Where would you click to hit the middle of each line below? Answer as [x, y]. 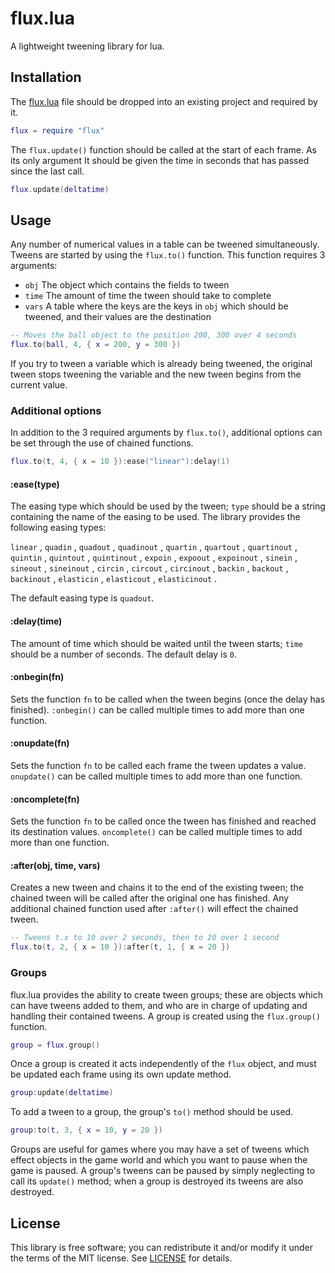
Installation [46, 77]
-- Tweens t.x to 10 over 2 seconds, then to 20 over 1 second [145, 938]
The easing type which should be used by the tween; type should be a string [168, 506]
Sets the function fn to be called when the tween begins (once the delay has [168, 699]
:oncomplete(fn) [45, 799]
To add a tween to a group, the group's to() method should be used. [152, 1112]
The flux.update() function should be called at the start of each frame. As [163, 149]
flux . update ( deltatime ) [60, 189]
